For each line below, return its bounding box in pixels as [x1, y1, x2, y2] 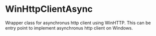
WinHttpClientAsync [5, 3, 93, 15]
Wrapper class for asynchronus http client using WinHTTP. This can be [5, 20, 151, 26]
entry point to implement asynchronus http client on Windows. [5, 25, 133, 31]
